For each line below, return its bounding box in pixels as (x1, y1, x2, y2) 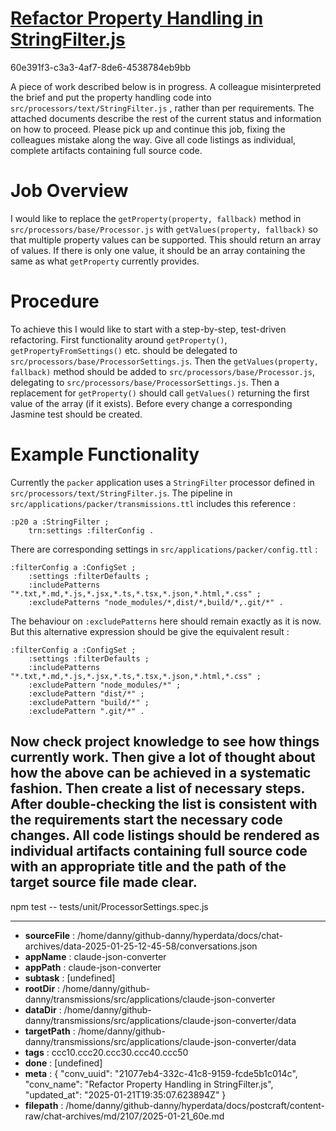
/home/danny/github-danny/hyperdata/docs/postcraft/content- (65, 1099, 326, 1111)
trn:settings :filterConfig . (28, 525, 155, 536)
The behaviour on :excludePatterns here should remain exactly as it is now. (10, 615, 322, 627)
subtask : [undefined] (24, 972, 116, 984)
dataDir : (24, 1003, 62, 1016)
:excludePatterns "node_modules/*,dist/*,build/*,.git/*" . (28, 597, 284, 607)
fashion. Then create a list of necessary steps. (10, 780, 305, 797)
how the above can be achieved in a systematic (10, 765, 312, 782)
